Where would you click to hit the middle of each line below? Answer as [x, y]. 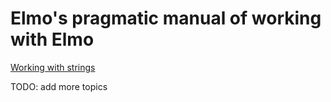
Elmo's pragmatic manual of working [166, 18]
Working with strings [53, 67]
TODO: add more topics [59, 86]
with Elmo [52, 39]
